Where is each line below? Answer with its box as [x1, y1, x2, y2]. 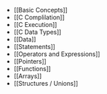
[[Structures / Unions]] [13, 79, 78, 87]
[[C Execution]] [13, 21, 57, 28]
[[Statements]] [13, 43, 55, 50]
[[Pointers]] [13, 57, 47, 65]
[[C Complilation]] [13, 13, 65, 21]
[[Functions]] [13, 65, 51, 73]
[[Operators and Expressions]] [13, 50, 100, 58]
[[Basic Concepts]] [13, 6, 68, 14]
